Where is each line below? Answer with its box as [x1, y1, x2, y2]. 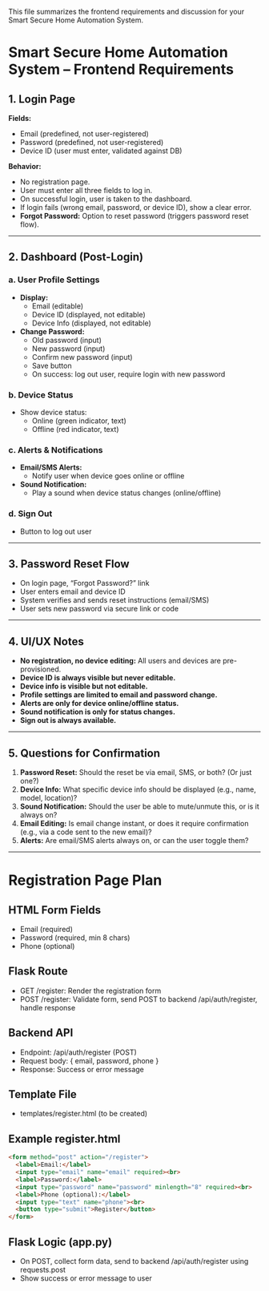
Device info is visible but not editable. [19, 681, 148, 692]
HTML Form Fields [8, 903, 102, 917]
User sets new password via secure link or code [19, 604, 179, 614]
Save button [31, 361, 72, 370]
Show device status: [19, 407, 87, 417]
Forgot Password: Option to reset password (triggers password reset [19, 212, 249, 220]
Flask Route [8, 965, 68, 978]
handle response [19, 1003, 76, 1012]
